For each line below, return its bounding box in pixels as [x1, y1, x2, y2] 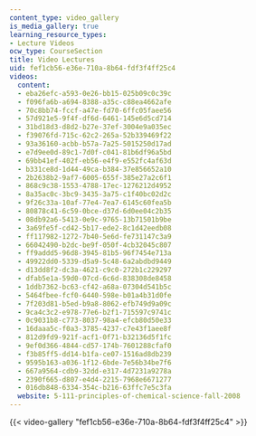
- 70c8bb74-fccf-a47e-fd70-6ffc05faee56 [17, 106, 172, 115]
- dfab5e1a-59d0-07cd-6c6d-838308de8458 [17, 274, 172, 283]
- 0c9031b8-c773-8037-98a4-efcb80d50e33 [17, 316, 172, 326]
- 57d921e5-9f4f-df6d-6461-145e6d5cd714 [17, 114, 172, 123]
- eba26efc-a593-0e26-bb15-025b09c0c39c [17, 89, 172, 98]
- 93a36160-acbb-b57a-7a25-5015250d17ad [17, 139, 172, 148]
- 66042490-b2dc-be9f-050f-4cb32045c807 [17, 241, 172, 250]
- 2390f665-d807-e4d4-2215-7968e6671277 [17, 374, 172, 384]
